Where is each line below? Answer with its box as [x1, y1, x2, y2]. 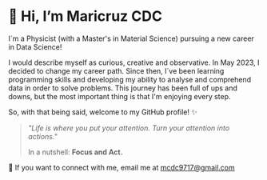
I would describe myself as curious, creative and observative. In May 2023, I [8, 58, 260, 67]
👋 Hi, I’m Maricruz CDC [8, 7, 162, 26]
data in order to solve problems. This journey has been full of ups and [8, 83, 238, 93]
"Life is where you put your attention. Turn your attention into [27, 123, 230, 133]
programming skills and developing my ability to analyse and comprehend [8, 74, 252, 84]
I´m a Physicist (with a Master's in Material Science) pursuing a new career [8, 34, 254, 43]
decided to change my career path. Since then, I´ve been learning [8, 66, 225, 75]
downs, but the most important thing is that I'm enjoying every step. [8, 91, 231, 101]
